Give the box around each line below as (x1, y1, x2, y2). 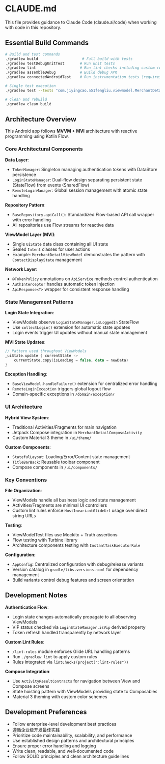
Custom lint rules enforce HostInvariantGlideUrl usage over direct (12, 507, 147, 513)
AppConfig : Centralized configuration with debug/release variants (12, 561, 144, 567)
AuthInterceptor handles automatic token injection (12, 281, 115, 287)
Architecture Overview (5, 115, 77, 123)
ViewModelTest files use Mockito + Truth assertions (12, 532, 118, 537)
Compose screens (12, 683, 50, 689)
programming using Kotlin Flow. (5, 133, 69, 139)
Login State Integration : (5, 309, 55, 315)
